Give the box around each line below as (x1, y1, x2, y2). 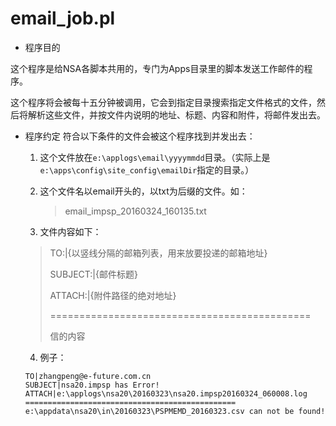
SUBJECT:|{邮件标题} (49, 268, 138, 280)
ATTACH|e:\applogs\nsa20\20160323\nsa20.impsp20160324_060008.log (24, 388, 308, 399)
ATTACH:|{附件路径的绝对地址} (49, 289, 177, 301)
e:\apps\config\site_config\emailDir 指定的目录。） (39, 163, 255, 176)
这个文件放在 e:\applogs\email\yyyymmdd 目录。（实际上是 (39, 151, 271, 163)
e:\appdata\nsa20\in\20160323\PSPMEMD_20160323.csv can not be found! (24, 406, 326, 416)
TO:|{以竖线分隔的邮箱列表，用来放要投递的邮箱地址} (49, 247, 268, 259)
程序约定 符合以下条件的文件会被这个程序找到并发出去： (24, 130, 256, 142)
